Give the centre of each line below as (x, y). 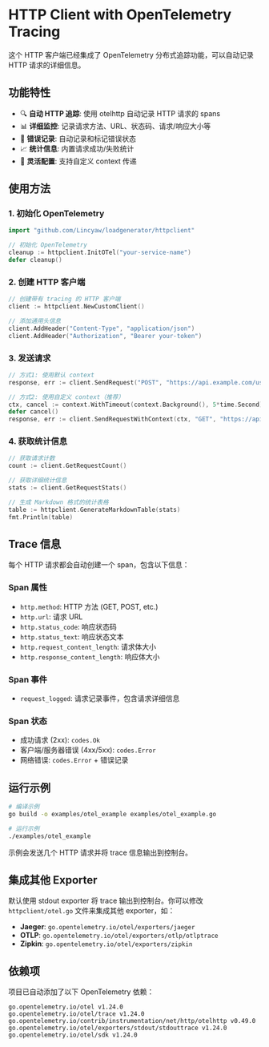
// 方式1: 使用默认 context (51, 375)
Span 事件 (28, 679)
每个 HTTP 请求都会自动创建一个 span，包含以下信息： (99, 565)
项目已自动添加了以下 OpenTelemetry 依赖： (81, 992)
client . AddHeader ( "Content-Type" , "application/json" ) (102, 328)
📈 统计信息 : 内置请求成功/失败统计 (77, 148)
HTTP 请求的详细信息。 (47, 65)
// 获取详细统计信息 (38, 481)
